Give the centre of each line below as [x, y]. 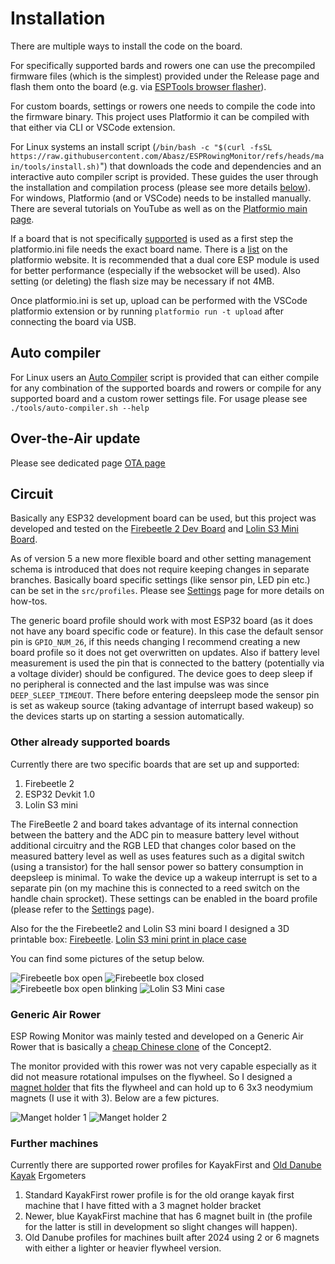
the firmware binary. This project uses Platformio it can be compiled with [160, 116]
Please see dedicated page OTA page [88, 463]
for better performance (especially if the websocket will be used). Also [155, 270]
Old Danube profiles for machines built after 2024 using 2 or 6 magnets [172, 1238]
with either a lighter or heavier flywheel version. [123, 1248]
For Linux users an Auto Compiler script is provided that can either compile [165, 377]
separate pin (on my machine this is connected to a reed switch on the [155, 888]
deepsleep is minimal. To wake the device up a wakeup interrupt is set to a [164, 877]
